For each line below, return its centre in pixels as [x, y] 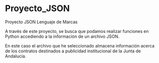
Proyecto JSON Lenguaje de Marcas [41, 22]
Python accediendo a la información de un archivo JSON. [62, 36]
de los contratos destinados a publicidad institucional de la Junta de [73, 51]
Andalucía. [16, 56]
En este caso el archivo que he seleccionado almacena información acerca [80, 46]
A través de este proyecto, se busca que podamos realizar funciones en [77, 31]
